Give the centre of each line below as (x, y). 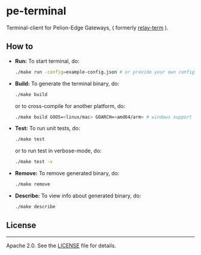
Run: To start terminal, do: (47, 61)
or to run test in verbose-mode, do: (58, 151)
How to (20, 46)
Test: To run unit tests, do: (48, 128)
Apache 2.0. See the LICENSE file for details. (61, 245)
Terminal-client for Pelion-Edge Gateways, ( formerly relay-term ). (87, 28)
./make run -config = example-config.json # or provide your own (95, 72)
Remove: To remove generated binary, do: (67, 173)
